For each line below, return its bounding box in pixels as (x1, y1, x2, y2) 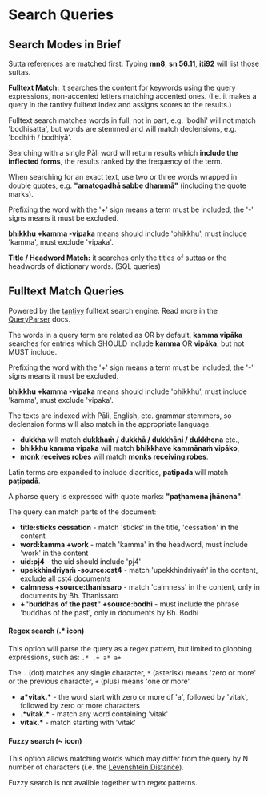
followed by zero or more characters (19, 700, 140, 711)
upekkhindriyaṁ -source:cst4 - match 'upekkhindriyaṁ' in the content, (19, 565, 258, 574)
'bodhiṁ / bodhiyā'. (8, 132, 72, 142)
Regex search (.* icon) (8, 626, 85, 635)
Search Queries (8, 6, 114, 24)
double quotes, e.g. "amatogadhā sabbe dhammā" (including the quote (8, 180, 246, 190)
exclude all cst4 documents (19, 574, 111, 583)
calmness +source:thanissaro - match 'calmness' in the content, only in (19, 582, 260, 591)
